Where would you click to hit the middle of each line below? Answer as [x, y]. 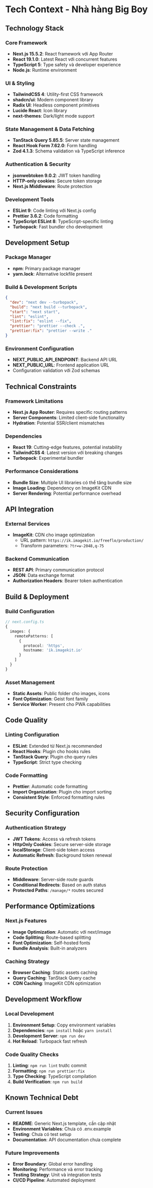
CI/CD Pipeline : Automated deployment [54, 1180]
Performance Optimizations [50, 906]
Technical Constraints [41, 387]
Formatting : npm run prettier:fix [49, 1071]
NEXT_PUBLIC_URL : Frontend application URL [61, 365]
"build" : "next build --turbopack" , [49, 307]
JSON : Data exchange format [43, 575]
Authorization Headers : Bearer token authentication [68, 581]
